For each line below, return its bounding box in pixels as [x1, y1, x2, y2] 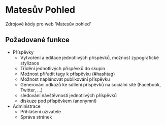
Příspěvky [12, 49, 34, 55]
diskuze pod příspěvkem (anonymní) [20, 98, 97, 104]
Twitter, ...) [20, 87, 43, 93]
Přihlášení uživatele [20, 108, 61, 114]
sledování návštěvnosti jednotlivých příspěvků [20, 92, 117, 98]
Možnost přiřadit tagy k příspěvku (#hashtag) [20, 71, 115, 77]
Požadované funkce [5, 36, 70, 44]
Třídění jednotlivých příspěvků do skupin [20, 65, 106, 71]
